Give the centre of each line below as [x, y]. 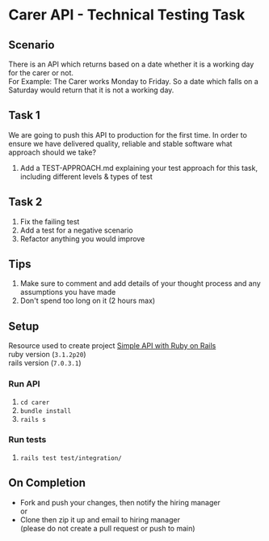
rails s [33, 420]
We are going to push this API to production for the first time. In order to [128, 134]
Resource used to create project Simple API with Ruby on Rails [112, 346]
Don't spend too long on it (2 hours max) [88, 300]
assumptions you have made [68, 292]
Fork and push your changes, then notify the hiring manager [120, 502]
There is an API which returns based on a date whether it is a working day [131, 64]
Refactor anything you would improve [82, 239]
